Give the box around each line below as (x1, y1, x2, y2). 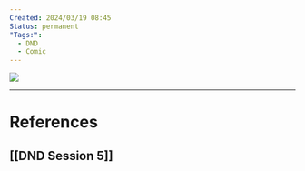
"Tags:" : (9, 30, 43, 39)
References (9, 112, 98, 133)
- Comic (17, 47, 47, 56)
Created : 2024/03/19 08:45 (9, 13, 112, 23)
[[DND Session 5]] (9, 147, 113, 164)
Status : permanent (9, 22, 79, 31)
